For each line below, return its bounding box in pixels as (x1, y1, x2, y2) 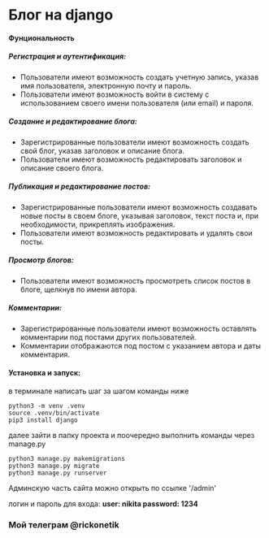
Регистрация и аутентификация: (8, 51, 127, 62)
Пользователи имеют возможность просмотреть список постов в (20, 276, 251, 285)
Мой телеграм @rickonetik (8, 518, 119, 530)
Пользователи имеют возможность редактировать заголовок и (20, 154, 242, 164)
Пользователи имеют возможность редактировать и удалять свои (20, 228, 254, 237)
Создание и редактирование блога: (8, 116, 138, 127)
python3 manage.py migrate (8, 462, 100, 470)
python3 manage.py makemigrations (8, 454, 126, 462)
